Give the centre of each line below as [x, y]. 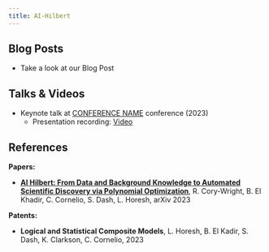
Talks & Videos [47, 94]
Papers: [22, 167]
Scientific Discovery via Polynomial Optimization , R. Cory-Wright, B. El [141, 191]
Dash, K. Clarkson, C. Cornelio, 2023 [82, 240]
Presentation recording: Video [82, 122]
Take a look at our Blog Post [67, 68]
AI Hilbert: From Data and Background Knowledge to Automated [130, 182]
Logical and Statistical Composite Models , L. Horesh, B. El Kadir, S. [134, 231]
